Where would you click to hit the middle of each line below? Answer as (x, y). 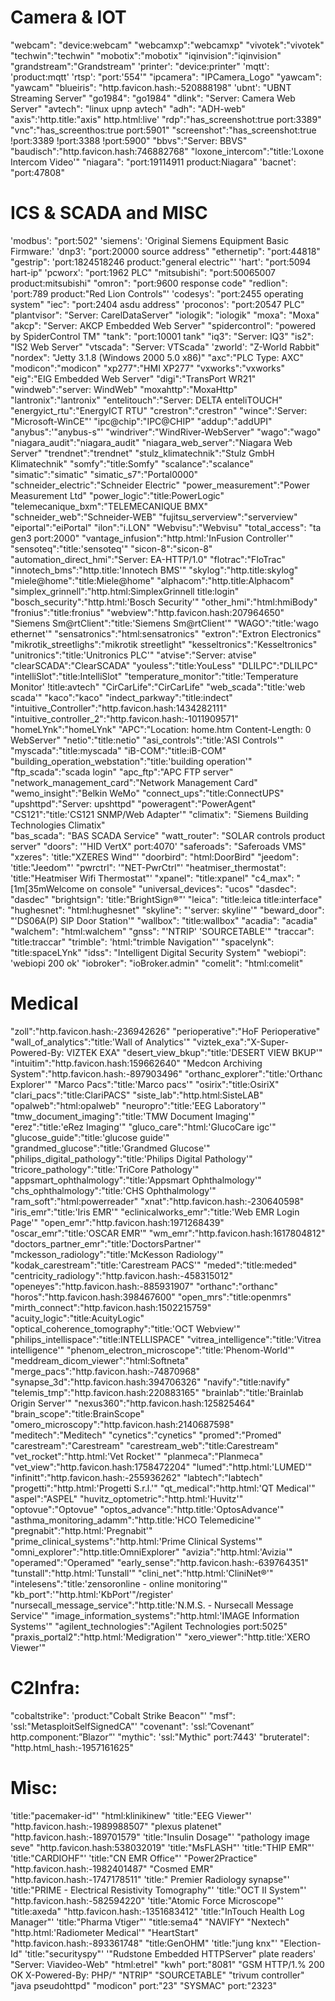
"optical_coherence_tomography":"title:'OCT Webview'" (125, 1328)
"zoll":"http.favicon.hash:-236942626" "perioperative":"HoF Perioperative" (165, 1031)
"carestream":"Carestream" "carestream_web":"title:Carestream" (144, 1445)
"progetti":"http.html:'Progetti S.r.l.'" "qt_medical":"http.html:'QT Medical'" (163, 1488)
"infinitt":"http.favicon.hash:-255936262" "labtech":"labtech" (136, 1477)
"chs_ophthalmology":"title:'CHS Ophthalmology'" (113, 1190)
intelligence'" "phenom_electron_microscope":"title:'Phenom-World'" (152, 1350)
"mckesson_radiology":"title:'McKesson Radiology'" (117, 1254)
